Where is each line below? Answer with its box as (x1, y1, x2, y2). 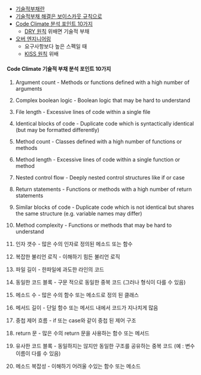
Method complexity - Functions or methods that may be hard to (15, 221, 172, 229)
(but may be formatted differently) (15, 127, 100, 134)
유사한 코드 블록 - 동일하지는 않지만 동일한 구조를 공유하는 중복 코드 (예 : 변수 (15, 343, 195, 350)
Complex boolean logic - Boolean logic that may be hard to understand (15, 97, 191, 104)
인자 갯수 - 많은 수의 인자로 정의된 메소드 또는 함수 (15, 241, 133, 248)
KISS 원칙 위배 (24, 50, 59, 57)
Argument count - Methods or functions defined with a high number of (15, 79, 190, 86)
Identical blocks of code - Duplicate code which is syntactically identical (15, 120, 194, 127)
